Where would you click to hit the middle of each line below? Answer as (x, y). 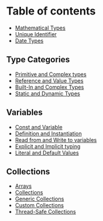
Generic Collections (39, 199)
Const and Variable (39, 127)
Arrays (23, 186)
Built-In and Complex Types (49, 87)
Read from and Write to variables (56, 139)
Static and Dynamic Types (47, 93)
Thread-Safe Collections (45, 212)
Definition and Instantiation (48, 133)
